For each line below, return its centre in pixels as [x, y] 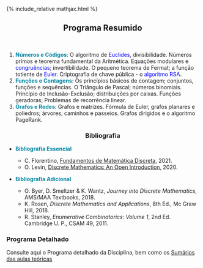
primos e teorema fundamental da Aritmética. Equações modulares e [102, 61]
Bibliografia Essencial [43, 149]
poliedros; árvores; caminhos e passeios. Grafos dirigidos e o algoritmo [105, 113]
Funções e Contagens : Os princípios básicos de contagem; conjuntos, [104, 80]
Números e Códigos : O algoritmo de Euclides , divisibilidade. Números [103, 54]
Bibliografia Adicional [43, 179]
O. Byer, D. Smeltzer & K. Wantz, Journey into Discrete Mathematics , [111, 191]
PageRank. [29, 119]
